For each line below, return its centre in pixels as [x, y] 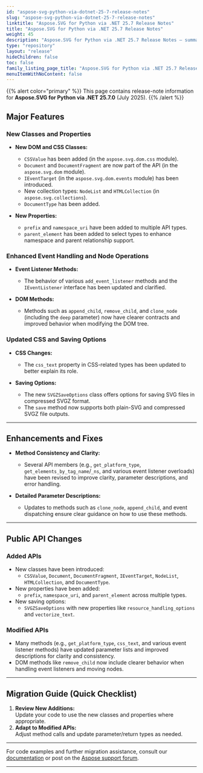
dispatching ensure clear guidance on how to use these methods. [105, 514]
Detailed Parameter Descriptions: [58, 496]
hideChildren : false [32, 57]
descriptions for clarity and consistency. [65, 656]
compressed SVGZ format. [57, 401]
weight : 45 [20, 35]
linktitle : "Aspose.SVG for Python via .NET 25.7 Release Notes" [90, 23]
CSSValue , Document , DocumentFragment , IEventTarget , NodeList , [101, 576]
